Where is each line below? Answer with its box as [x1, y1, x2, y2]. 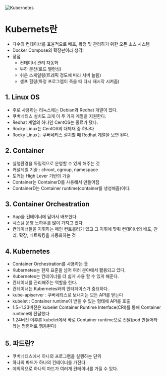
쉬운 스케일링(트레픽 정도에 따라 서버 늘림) [19, 72, 102, 78]
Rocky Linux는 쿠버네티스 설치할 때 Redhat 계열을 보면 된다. [12, 132, 130, 138]
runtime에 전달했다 [12, 311, 50, 317]
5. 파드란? [5, 339, 35, 348]
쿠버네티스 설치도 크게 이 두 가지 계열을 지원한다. [12, 113, 107, 119]
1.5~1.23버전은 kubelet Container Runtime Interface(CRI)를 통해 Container [12, 304, 161, 310]
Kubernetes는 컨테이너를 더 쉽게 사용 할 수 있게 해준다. [12, 274, 119, 280]
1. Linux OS [5, 93, 40, 101]
